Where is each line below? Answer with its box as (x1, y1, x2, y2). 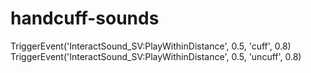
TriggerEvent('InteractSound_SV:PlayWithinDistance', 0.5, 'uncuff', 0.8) (10, 50, 302, 62)
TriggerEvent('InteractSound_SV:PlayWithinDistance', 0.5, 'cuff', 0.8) (10, 40, 292, 52)
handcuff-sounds (10, 7, 160, 30)
